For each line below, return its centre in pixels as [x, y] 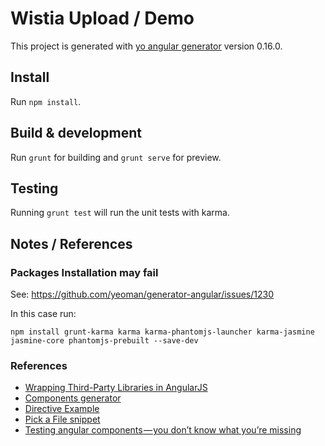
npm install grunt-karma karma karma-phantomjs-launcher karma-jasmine [162, 332]
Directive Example [62, 409]
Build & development [76, 133]
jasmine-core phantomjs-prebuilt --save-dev [104, 341]
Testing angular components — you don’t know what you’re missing [163, 430]
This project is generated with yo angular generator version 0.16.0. [146, 46]
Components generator [73, 398]
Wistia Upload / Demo [102, 18]
